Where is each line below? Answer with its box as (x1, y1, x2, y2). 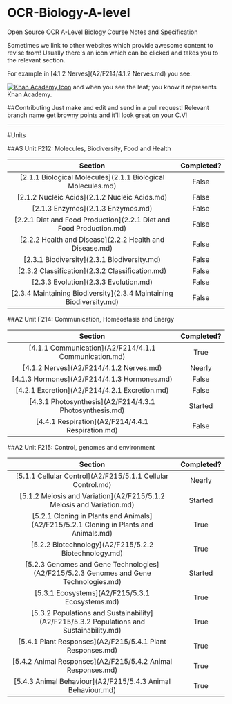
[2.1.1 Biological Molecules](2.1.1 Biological (19, 172, 165, 182)
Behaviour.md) (68, 685, 116, 694)
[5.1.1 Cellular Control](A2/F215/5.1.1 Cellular (15, 471, 169, 481)
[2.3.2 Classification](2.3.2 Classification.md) (17, 265, 167, 275)
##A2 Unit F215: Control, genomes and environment (7, 443, 155, 451)
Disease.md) (71, 243, 113, 253)
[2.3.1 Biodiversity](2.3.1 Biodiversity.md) (23, 254, 161, 264)
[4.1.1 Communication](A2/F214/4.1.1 (28, 343, 157, 353)
